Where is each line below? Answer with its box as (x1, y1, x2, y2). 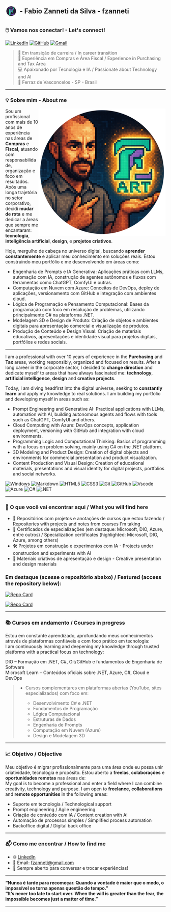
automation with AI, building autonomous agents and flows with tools (12, 411, 158, 417)
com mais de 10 (5, 119, 38, 125)
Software (5, 664, 24, 670)
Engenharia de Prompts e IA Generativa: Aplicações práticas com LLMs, (12, 269, 164, 275)
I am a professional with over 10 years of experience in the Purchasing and (5, 354, 163, 360)
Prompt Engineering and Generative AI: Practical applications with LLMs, (12, 406, 165, 412)
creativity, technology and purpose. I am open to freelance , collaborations (5, 786, 163, 792)
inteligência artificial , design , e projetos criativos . (5, 238, 113, 244)
